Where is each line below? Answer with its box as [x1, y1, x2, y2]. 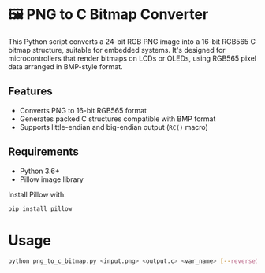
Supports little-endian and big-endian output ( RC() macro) [19, 122, 209, 131]
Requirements [8, 146, 79, 159]
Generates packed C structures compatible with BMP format [19, 114, 216, 124]
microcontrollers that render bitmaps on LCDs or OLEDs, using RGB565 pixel [8, 53, 256, 63]
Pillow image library [19, 174, 84, 184]
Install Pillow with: [8, 190, 67, 199]
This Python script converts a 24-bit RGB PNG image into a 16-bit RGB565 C [8, 36, 256, 46]
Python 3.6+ [19, 166, 61, 175]
